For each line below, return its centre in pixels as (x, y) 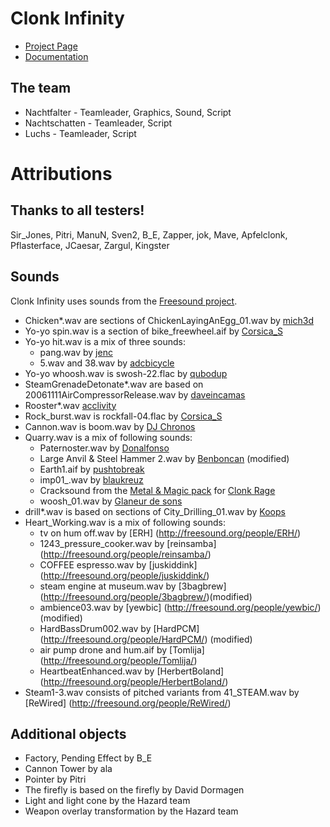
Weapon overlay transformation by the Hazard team (131, 811)
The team (41, 88)
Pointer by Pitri (55, 779)
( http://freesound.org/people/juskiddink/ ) (124, 575)
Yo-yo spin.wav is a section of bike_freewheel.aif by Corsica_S (153, 331)
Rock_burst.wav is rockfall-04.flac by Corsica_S (123, 416)
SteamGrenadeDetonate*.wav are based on (114, 384)
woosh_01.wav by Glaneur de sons (111, 501)
